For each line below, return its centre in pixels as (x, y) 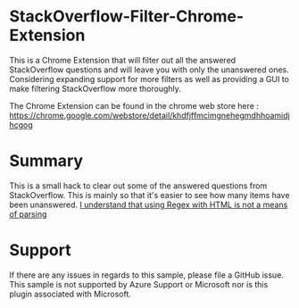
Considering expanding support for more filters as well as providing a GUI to (149, 79)
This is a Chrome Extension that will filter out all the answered (123, 60)
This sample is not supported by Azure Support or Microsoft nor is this (139, 284)
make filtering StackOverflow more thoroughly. (95, 88)
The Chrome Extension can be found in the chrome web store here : (134, 105)
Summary (46, 161)
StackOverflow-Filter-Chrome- (127, 17)
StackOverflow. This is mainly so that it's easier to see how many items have (149, 195)
